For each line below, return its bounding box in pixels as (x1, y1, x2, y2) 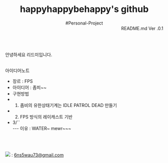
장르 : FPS (12, 78, 33, 84)
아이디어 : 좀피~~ (12, 84, 47, 90)
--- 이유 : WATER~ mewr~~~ (12, 125, 71, 131)
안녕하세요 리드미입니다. (5, 51, 53, 57)
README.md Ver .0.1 (121, 25, 163, 31)
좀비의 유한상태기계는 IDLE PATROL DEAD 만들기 (20, 102, 117, 108)
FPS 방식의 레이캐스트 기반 (20, 113, 73, 119)
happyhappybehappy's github (20, 3, 149, 15)
